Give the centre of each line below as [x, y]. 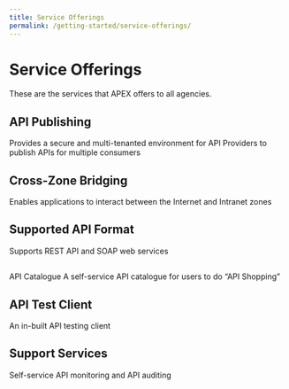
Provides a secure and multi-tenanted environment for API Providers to [138, 144]
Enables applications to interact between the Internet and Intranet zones [141, 202]
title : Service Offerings [57, 17]
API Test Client [51, 304]
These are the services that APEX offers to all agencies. [110, 94]
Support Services [58, 354]
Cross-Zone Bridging [68, 180]
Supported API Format [72, 230]
